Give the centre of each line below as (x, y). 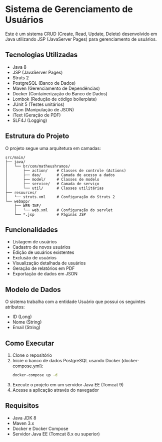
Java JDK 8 (24, 418)
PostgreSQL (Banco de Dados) (44, 83)
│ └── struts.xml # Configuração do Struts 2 (60, 197)
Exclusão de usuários (34, 258)
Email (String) (26, 328)
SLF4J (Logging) (30, 120)
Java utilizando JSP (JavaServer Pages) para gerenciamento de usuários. (81, 39)
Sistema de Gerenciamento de (69, 9)
